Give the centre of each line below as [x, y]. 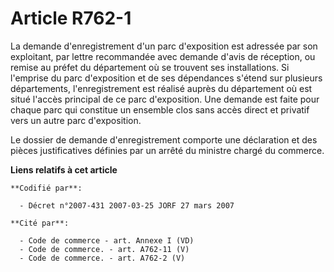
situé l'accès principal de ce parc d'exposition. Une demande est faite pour [165, 99]
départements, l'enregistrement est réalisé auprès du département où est [161, 88]
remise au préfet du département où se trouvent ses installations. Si [150, 67]
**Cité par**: [40, 223]
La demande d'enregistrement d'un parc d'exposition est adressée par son [164, 46]
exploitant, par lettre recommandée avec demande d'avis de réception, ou [163, 56]
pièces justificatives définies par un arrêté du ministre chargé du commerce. [167, 150]
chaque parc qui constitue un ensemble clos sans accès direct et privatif [160, 109]
